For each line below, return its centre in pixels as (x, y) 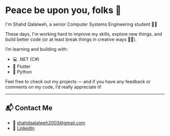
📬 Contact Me (29, 108)
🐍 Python (22, 72)
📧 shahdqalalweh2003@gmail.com (49, 122)
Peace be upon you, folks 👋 (63, 10)
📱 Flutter (22, 66)
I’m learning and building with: (37, 49)
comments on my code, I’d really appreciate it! (53, 87)
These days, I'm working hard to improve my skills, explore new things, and (84, 34)
